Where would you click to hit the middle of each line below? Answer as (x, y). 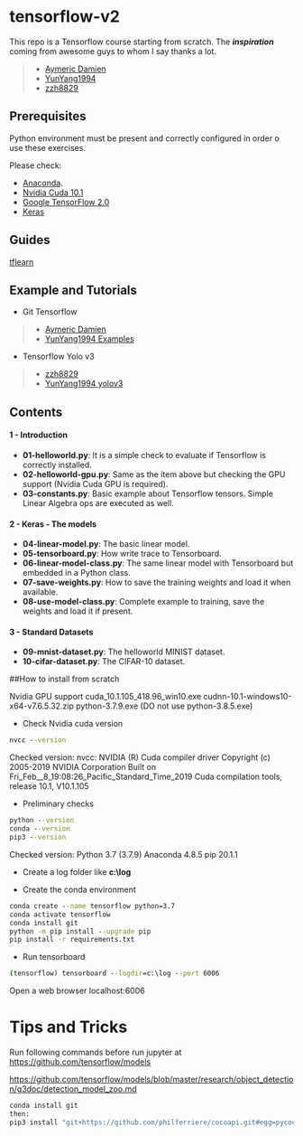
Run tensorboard (54, 957)
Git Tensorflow (50, 312)
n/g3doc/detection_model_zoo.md (73, 1089)
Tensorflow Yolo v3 (58, 357)
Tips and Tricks (69, 1027)
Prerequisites (48, 116)
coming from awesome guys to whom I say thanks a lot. (113, 51)
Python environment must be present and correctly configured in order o (144, 138)
